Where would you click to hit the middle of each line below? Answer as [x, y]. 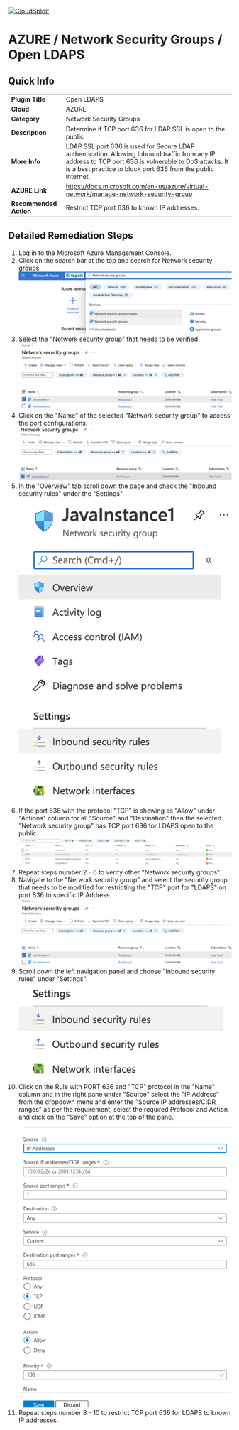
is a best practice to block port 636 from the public [140, 169]
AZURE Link [29, 190]
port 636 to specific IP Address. [65, 895]
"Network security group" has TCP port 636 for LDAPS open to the [116, 826]
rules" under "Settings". [53, 979]
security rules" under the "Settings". [71, 494]
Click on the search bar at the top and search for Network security [115, 260]
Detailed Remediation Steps [71, 235]
